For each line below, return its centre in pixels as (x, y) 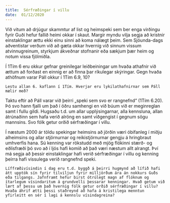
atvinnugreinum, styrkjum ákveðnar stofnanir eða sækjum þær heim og (80, 51)
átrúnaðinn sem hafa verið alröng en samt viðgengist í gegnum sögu (77, 117)
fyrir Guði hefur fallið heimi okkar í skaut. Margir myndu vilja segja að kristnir (85, 35)
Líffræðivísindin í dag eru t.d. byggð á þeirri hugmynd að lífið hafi (83, 168)
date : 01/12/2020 (25, 15)
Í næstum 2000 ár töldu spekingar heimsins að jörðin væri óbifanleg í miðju (84, 132)
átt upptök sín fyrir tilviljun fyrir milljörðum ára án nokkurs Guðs (82, 173)
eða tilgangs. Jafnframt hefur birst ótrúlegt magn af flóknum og (77, 177)
